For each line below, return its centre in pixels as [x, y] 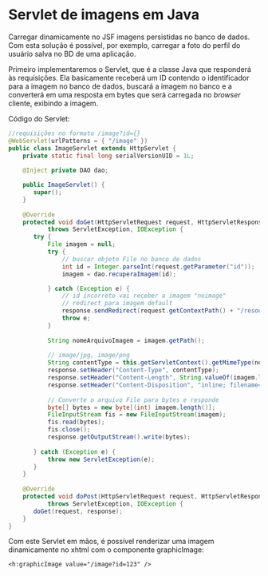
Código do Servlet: [39, 118]
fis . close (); [69, 430]
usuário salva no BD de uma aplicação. [72, 54]
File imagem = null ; [81, 244]
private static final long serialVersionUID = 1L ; [108, 156]
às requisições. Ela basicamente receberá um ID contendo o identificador [129, 77]
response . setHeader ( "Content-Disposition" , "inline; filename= [155, 385]
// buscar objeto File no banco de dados [132, 259]
